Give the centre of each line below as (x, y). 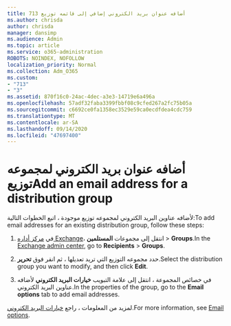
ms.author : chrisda (35, 20)
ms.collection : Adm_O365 (43, 71)
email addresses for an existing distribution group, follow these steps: (106, 225)
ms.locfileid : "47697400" (44, 135)
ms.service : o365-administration (55, 52)
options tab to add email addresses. (68, 294)
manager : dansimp (32, 33)
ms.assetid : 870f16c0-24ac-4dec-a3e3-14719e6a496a (81, 97)
